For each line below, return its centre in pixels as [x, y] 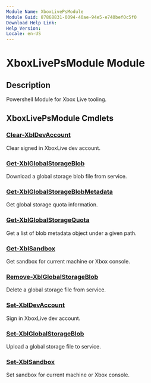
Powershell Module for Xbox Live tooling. [56, 99]
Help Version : [24, 28]
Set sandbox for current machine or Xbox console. [68, 375]
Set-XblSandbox [31, 362]
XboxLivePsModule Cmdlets [60, 118]
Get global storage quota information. [52, 205]
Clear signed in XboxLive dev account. [54, 148]
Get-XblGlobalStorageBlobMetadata [59, 192]
